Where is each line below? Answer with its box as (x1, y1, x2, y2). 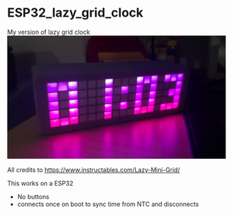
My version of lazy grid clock (7, 28, 90, 36)
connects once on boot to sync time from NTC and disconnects (17, 200, 199, 209)
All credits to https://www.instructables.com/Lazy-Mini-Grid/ (7, 166, 180, 174)
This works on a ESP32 (7, 179, 74, 188)
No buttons (17, 193, 50, 201)
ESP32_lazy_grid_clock (7, 5, 144, 21)
